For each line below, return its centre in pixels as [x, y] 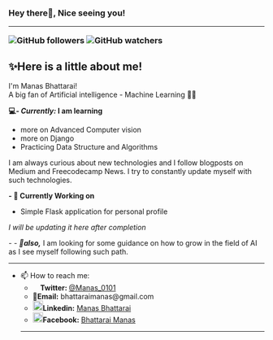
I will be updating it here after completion [77, 228]
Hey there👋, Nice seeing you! [67, 13]
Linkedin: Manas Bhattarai [87, 308]
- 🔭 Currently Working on [52, 196]
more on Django [47, 138]
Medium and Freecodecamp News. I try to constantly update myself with [130, 172]
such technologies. [40, 180]
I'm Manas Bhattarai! [43, 86]
